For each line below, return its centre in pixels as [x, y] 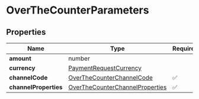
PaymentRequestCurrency [105, 68]
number [79, 58]
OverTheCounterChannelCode [110, 77]
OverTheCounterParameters [78, 10]
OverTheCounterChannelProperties [117, 87]
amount [20, 58]
